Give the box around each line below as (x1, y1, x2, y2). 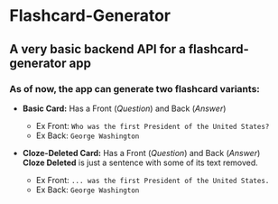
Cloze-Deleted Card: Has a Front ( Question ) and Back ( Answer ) (22, 147, 261, 158)
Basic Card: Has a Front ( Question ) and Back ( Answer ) (22, 103, 227, 114)
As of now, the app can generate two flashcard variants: (9, 82, 260, 95)
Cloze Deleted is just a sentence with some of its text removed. (22, 157, 259, 168)
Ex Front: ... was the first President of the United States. (35, 174, 270, 185)
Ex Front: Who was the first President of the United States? (35, 120, 270, 131)
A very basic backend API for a (9, 42, 187, 57)
